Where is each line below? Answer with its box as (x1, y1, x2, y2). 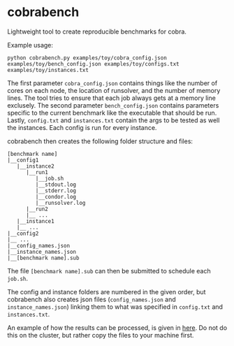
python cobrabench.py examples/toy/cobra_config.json (7, 54, 168, 62)
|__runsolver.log (35, 199, 86, 206)
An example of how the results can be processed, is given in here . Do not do (7, 323, 228, 332)
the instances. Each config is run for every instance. (7, 123, 157, 131)
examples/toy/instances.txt (7, 66, 89, 73)
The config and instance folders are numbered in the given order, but (7, 287, 206, 296)
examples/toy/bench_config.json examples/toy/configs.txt (7, 60, 180, 67)
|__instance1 (16, 217, 54, 224)
